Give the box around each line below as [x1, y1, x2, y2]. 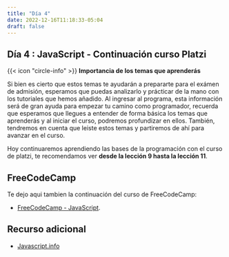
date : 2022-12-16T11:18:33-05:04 [7, 17, 103, 23]
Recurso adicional [7, 223, 86, 235]
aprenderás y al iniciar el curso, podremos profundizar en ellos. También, [7, 116, 215, 125]
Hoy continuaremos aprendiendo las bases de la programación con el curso [7, 145, 223, 153]
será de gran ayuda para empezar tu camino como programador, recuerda [7, 102, 219, 110]
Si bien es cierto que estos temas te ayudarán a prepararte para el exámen [7, 80, 219, 88]
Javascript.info [17, 242, 60, 250]
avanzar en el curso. [7, 132, 66, 140]
